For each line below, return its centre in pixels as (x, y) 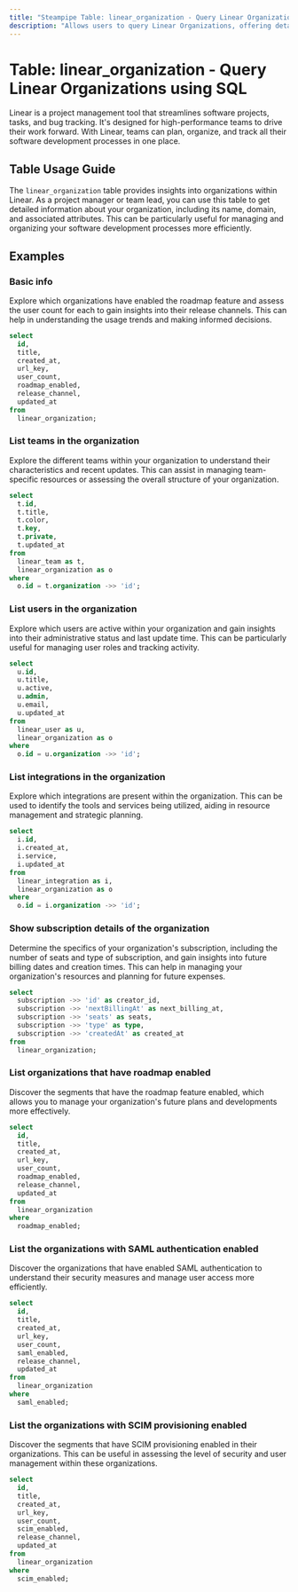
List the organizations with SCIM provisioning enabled (128, 1425)
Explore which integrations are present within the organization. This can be (146, 796)
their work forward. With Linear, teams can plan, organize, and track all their (148, 132)
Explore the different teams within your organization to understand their (140, 460)
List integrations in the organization (87, 777)
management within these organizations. (83, 1463)
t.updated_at (41, 545)
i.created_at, (43, 848)
